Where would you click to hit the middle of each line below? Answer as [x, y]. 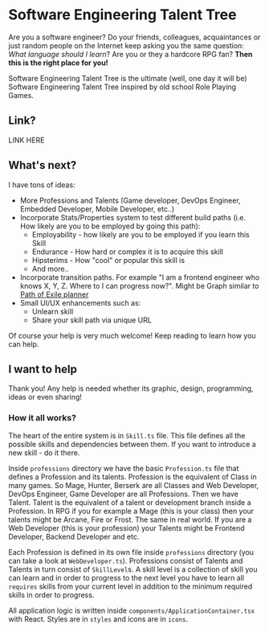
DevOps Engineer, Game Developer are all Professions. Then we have [124, 494]
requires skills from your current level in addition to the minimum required [130, 586]
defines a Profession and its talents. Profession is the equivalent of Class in [132, 477]
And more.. [50, 269]
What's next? [43, 165]
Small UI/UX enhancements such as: [80, 302]
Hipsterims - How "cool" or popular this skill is [108, 260]
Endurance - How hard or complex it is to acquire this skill [127, 252]
